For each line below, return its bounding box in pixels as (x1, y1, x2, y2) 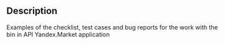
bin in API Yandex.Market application (6, 30, 110, 38)
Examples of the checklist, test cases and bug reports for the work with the (6, 23, 218, 31)
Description (6, 5, 57, 17)
